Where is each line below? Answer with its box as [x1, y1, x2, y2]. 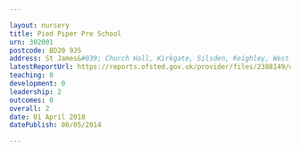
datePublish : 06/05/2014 [9, 121, 102, 130]
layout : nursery [9, 21, 70, 29]
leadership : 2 [9, 87, 62, 96]
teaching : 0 [9, 71, 54, 80]
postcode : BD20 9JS [9, 46, 82, 55]
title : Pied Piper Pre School [9, 29, 122, 38]
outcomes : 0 [9, 96, 54, 105]
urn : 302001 [9, 38, 54, 46]
